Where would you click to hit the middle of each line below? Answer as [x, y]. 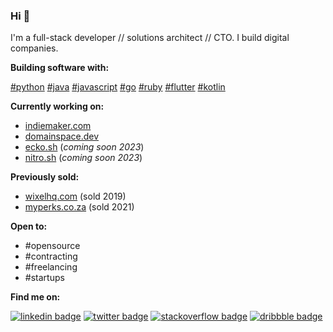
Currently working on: [57, 106]
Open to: [29, 226]
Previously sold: [45, 177]
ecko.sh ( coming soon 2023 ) [84, 147]
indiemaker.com [58, 126]
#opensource [52, 246]
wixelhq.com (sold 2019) [75, 196]
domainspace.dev [62, 136]
